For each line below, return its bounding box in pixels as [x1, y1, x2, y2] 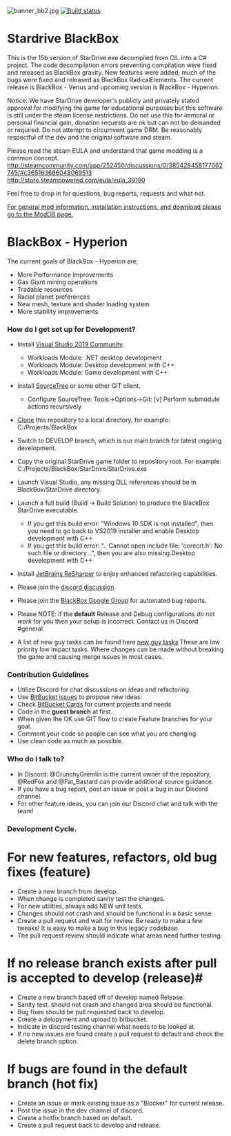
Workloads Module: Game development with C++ [27, 369, 168, 377]
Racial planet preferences [17, 292, 90, 301]
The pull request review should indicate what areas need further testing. [17, 931, 223, 940]
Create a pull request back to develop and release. [17, 1121, 161, 1129]
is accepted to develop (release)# [7, 970, 203, 985]
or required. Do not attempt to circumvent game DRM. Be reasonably [7, 125, 202, 134]
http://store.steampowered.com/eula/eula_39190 [7, 176, 146, 184]
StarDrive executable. [17, 506, 79, 514]
